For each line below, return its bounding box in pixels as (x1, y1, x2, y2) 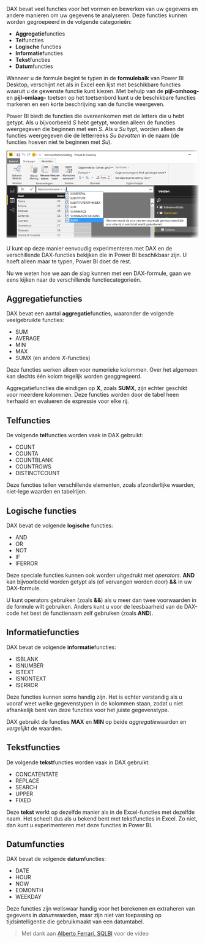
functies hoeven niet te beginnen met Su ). (6, 138, 112, 146)
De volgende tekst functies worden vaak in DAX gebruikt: (6, 759, 150, 766)
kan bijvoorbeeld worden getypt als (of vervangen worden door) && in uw (6, 578, 192, 585)
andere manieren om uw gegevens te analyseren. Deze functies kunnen (6, 12, 188, 19)
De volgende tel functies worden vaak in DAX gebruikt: (6, 432, 144, 439)
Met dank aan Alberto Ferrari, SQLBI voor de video (21, 930, 149, 937)
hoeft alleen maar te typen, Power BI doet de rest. (6, 257, 132, 265)
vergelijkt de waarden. (6, 724, 62, 732)
